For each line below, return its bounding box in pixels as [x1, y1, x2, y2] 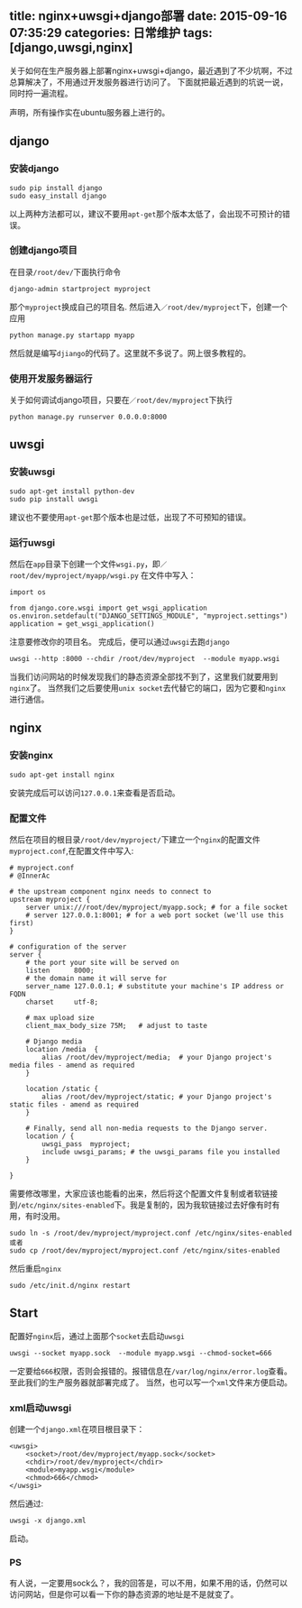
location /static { [25, 1085, 99, 1094]
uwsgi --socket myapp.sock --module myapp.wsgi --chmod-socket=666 [9, 1348, 272, 1357]
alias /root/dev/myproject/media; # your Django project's [41, 1053, 272, 1062]
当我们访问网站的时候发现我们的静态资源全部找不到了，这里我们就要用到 [9, 671, 278, 683]
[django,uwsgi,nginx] [9, 40, 133, 56]
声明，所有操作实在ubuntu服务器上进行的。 [9, 106, 170, 117]
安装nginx [9, 749, 54, 762]
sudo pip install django [9, 183, 103, 192]
